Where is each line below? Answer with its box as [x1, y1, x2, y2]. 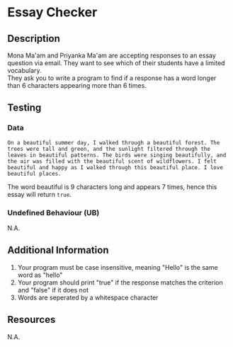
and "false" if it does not [17, 285, 89, 294]
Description [7, 33, 60, 45]
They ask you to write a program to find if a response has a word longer [7, 74, 217, 82]
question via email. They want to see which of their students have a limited [7, 59, 225, 67]
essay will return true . [7, 190, 72, 198]
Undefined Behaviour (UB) [7, 207, 100, 217]
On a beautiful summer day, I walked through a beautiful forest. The [7, 139, 220, 146]
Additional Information [7, 244, 109, 256]
